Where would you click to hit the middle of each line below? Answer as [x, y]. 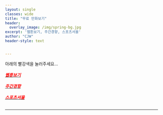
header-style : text [25, 41]
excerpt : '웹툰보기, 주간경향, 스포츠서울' [43, 32]
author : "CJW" [19, 37]
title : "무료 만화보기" [26, 18]
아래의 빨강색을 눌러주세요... [32, 64]
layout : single [20, 9]
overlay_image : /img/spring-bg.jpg [45, 28]
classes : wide [19, 14]
